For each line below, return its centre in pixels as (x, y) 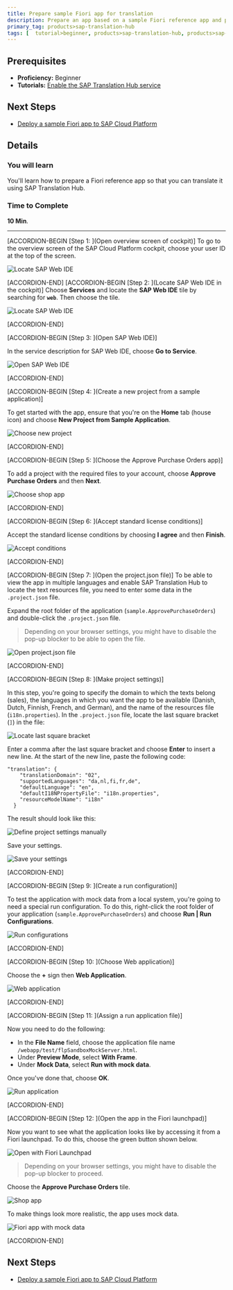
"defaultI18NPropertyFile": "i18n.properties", (89, 793)
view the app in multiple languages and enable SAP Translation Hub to (107, 582)
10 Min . (18, 221)
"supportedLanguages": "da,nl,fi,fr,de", (80, 781)
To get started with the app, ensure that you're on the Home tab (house (109, 412)
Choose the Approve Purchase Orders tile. (69, 1187)
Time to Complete (38, 206)
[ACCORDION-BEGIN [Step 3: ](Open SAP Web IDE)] (82, 337)
